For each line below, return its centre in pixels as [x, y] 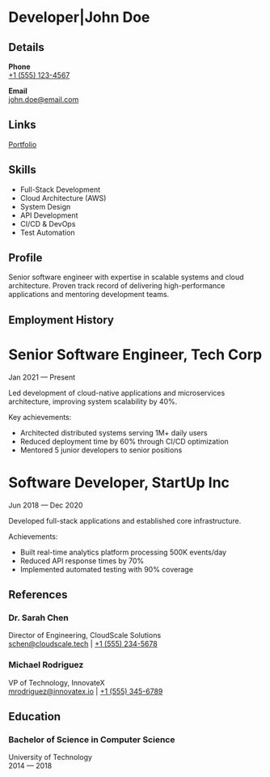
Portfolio [23, 144]
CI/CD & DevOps [48, 223]
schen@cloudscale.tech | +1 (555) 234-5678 [83, 644]
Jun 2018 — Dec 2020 [46, 505]
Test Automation [47, 232]
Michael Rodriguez [46, 665]
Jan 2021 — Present [42, 377]
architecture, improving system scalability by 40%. [93, 401]
